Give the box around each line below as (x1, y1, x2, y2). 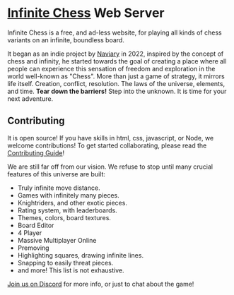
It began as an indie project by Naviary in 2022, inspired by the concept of (7, 49, 224, 58)
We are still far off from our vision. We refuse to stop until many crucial (7, 162, 213, 171)
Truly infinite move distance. (17, 183, 100, 192)
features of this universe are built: (7, 169, 106, 178)
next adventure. (7, 94, 54, 103)
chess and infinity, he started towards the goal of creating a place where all (7, 56, 227, 65)
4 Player (17, 228, 42, 237)
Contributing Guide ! (7, 148, 65, 157)
